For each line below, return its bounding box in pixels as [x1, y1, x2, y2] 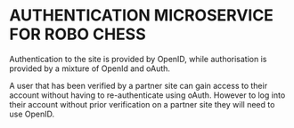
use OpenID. [9, 108, 55, 119]
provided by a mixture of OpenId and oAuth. [9, 63, 171, 74]
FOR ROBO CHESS [9, 24, 147, 44]
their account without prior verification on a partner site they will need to [9, 99, 275, 109]
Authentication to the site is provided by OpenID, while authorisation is [9, 53, 267, 64]
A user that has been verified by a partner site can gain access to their [9, 80, 268, 91]
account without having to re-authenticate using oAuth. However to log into [9, 90, 286, 100]
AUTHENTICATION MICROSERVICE [9, 5, 274, 26]
